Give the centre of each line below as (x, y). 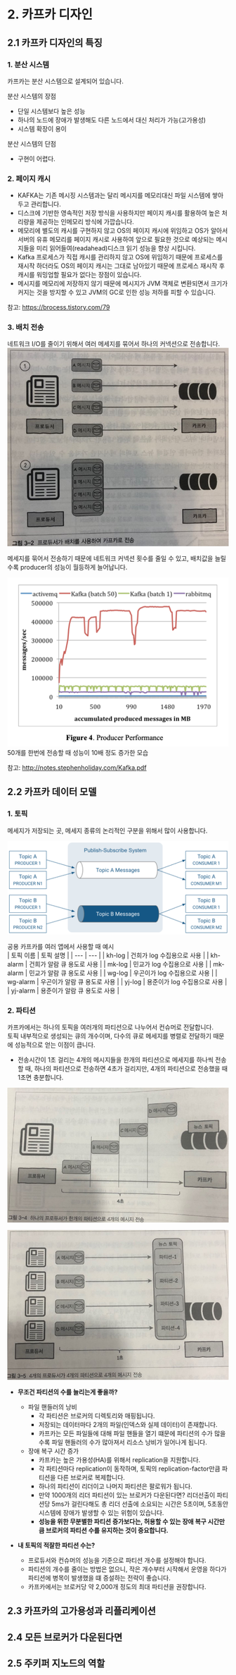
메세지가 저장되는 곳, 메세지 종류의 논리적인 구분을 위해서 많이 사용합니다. (107, 830)
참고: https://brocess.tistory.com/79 (59, 307)
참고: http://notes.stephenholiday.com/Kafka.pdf (77, 767)
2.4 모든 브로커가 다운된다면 (65, 1637)
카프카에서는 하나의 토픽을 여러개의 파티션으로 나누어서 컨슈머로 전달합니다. (111, 1027)
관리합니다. (46, 204)
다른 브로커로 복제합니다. (91, 1477)
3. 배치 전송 (26, 327)
